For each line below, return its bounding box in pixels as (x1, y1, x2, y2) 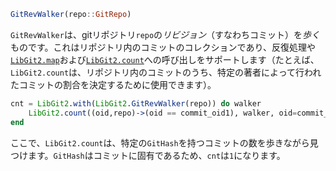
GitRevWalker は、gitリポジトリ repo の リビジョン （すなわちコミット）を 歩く (10, 28, 321, 40)
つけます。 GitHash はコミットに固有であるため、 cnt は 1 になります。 (10, 149, 286, 161)
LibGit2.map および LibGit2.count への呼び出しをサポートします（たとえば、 (10, 53, 320, 65)
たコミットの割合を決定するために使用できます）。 (10, 78, 217, 90)
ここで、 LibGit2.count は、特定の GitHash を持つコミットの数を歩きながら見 (10, 136, 319, 149)
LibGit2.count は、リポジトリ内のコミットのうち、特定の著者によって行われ (10, 66, 322, 78)
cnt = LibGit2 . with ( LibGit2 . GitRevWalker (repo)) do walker (10, 98, 262, 109)
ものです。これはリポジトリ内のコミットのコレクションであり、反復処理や (10, 41, 316, 53)
